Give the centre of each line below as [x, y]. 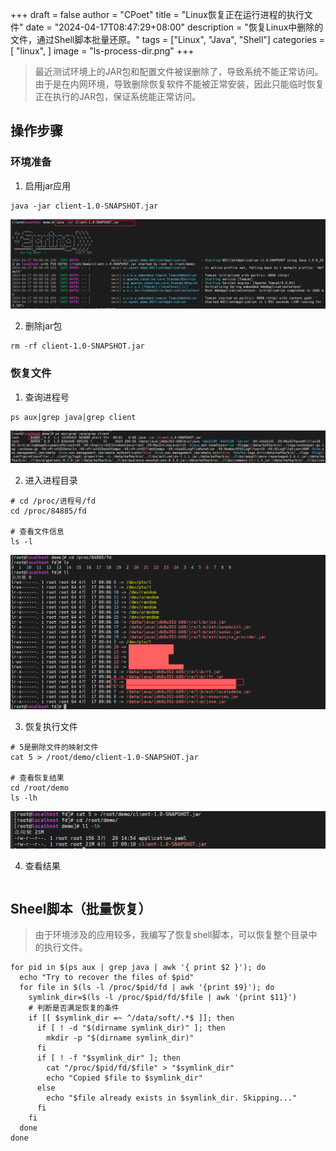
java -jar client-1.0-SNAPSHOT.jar [84, 206]
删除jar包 [43, 326]
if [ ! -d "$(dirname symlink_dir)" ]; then [131, 1028]
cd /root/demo [40, 788]
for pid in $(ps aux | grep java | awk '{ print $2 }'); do [138, 968]
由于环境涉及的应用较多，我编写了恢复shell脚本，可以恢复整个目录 [171, 935]
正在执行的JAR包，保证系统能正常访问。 [118, 96]
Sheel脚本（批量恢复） [81, 908]
